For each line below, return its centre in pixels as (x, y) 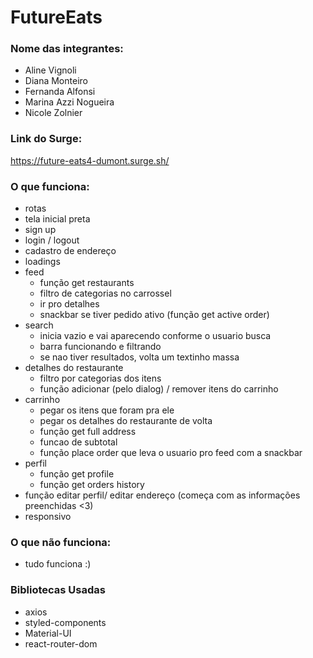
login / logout (52, 240)
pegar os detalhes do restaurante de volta (126, 421)
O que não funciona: (61, 542)
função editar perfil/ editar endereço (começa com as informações (162, 495)
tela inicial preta (57, 219)
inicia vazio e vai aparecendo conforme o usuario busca (155, 336)
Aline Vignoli (50, 70)
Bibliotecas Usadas (58, 590)
